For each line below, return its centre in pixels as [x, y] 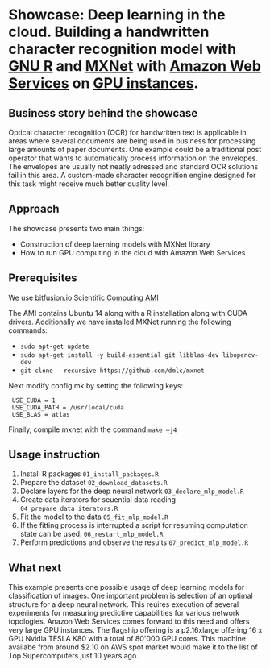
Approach [34, 209]
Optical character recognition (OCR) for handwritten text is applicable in [128, 132]
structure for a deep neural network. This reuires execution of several [124, 604]
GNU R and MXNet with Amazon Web [135, 66]
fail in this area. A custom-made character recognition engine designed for [132, 175]
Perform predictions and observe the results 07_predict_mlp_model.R [134, 542]
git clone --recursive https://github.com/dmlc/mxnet [112, 371]
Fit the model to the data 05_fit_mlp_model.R [94, 517]
